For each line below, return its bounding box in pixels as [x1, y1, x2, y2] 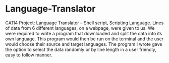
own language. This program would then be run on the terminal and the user [5, 36, 164, 42]
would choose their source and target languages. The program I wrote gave [5, 41, 162, 47]
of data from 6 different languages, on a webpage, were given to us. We [5, 25, 155, 31]
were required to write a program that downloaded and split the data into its [5, 30, 162, 36]
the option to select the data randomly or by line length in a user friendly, [5, 46, 156, 52]
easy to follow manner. [5, 51, 52, 58]
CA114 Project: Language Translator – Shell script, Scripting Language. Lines [5, 20, 164, 26]
